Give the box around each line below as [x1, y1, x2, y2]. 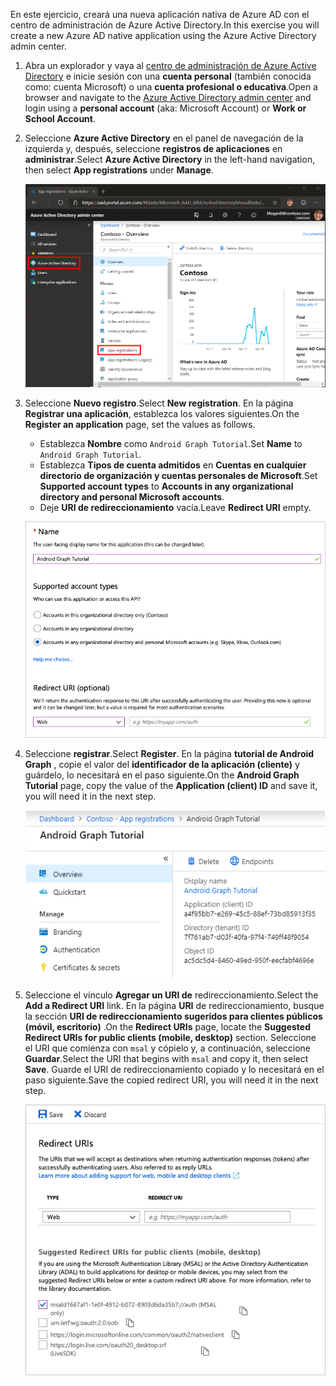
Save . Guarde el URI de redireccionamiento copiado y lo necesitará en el [24, 1064, 325, 1076]
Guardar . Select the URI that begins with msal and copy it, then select [24, 1053, 309, 1065]
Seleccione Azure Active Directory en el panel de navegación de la [24, 132, 304, 144]
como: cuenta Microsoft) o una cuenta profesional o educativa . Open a [24, 81, 318, 93]
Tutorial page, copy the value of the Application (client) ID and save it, [24, 780, 318, 792]
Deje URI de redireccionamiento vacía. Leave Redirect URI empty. [39, 501, 312, 513]
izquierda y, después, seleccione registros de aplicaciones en [24, 143, 283, 154]
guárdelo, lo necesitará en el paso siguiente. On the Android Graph [24, 769, 300, 781]
